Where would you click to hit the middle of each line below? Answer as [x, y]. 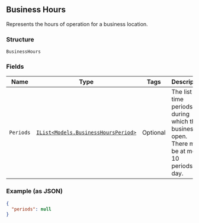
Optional [154, 133]
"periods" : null [31, 209]
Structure [20, 39]
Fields [15, 66]
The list [182, 92]
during [180, 114]
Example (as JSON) [35, 191]
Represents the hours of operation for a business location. [77, 24]
